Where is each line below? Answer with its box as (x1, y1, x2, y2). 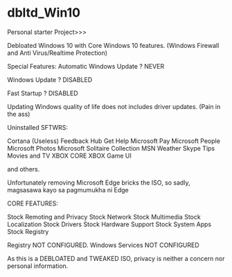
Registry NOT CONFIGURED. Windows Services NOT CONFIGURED (7, 241, 199, 249)
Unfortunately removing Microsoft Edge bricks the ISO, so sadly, (7, 178, 190, 187)
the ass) (7, 110, 30, 118)
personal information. (7, 262, 69, 270)
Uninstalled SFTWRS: (7, 123, 68, 131)
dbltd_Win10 (7, 5, 81, 21)
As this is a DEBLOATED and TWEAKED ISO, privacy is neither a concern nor (7, 254, 225, 262)
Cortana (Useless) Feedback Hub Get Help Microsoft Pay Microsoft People (7, 137, 220, 145)
